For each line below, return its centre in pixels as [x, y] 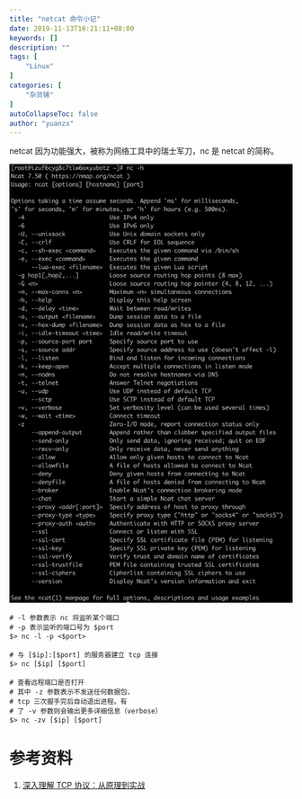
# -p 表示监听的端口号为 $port [62, 628]
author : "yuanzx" [42, 123]
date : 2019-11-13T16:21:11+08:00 [72, 28]
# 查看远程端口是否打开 [47, 683]
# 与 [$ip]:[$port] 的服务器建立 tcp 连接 [84, 655]
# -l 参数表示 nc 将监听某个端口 [64, 618]
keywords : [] [34, 38]
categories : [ [36, 85]
